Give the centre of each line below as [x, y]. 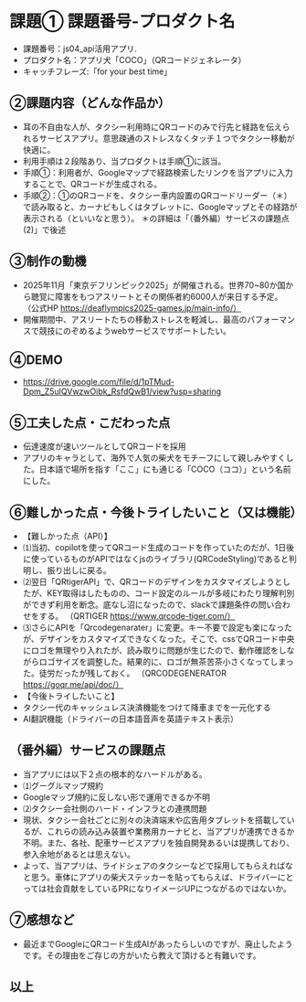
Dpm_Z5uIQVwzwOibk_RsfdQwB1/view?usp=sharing [122, 391]
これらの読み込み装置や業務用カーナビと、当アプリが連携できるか [171, 831]
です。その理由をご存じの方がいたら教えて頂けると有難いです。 [142, 955]
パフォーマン [270, 319]
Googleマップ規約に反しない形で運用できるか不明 [116, 797]
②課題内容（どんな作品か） [90, 103]
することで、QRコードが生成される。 [92, 184]
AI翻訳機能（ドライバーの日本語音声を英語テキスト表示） [131, 719]
